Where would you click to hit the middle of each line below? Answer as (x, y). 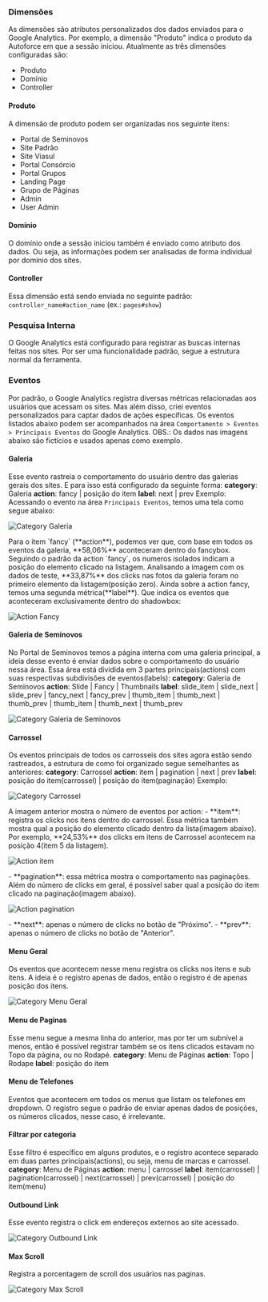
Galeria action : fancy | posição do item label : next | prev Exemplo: (117, 493)
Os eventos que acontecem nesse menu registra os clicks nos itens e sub (130, 969)
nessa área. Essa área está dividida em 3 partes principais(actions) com (127, 669)
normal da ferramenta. (45, 360)
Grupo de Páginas (50, 190)
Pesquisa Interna (42, 325)
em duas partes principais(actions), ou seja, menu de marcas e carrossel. (129, 1160)
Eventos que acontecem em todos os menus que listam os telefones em (127, 1099)
